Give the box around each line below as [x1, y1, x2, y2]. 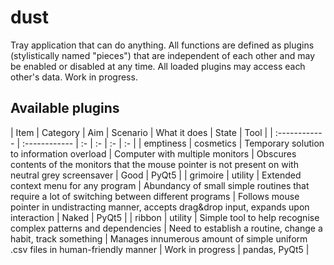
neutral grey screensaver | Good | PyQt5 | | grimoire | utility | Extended [10, 169, 302, 181]
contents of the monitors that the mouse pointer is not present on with [10, 158, 299, 170]
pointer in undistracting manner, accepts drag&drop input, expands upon [10, 201, 310, 213]
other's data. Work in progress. [10, 71, 138, 83]
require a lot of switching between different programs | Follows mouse [10, 190, 300, 202]
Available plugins [10, 100, 120, 117]
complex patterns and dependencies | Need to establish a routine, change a [10, 222, 323, 234]
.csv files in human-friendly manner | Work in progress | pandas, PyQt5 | [10, 243, 310, 255]
